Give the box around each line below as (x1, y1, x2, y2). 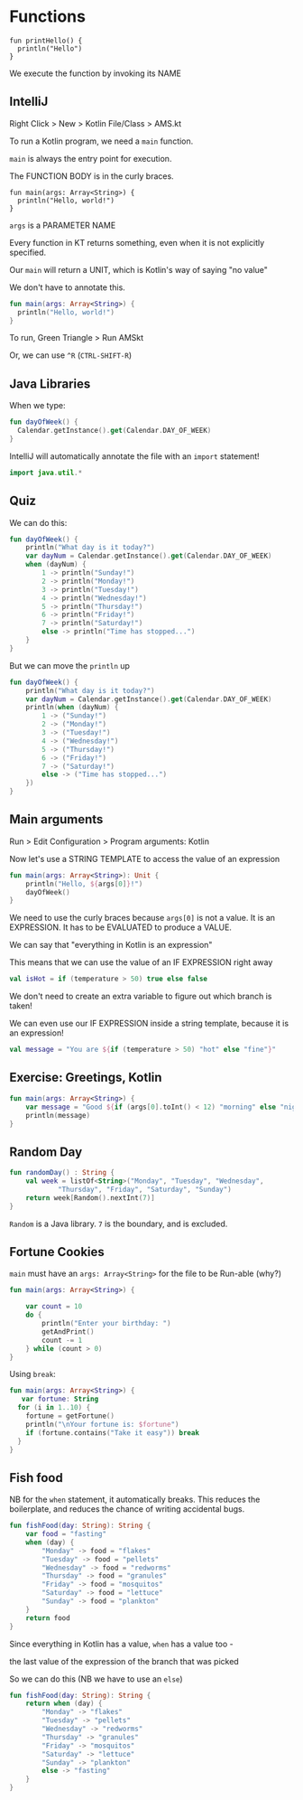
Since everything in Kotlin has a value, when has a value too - (9, 1638, 234, 1649)
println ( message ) (25, 1111, 91, 1120)
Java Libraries (9, 376, 91, 391)
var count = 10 (25, 1302, 83, 1311)
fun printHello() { (9, 36, 83, 45)
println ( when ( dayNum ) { (25, 703, 119, 712)
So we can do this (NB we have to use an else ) (9, 1673, 183, 1684)
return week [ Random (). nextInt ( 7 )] (25, 1193, 155, 1203)
